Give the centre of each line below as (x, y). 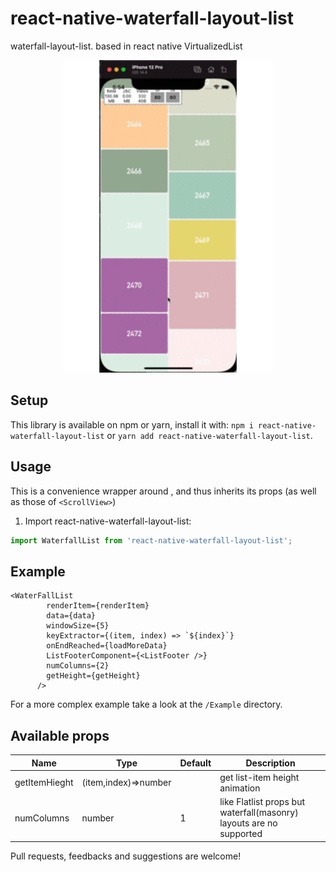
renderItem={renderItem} (98, 606)
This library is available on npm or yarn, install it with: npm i (132, 424)
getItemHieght (44, 783)
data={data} (71, 616)
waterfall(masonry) (259, 813)
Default (195, 763)
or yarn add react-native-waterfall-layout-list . (209, 435)
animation (240, 788)
